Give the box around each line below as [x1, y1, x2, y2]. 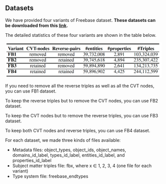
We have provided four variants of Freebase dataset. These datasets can [5, 17, 156, 23]
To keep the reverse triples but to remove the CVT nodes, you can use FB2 [5, 98, 158, 104]
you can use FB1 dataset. [5, 88, 57, 94]
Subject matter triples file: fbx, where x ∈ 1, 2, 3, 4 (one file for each [12, 163, 152, 169]
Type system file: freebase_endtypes [12, 174, 88, 180]
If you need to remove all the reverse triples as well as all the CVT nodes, [5, 83, 155, 89]
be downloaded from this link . [5, 22, 68, 28]
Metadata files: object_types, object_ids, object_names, [12, 147, 126, 153]
